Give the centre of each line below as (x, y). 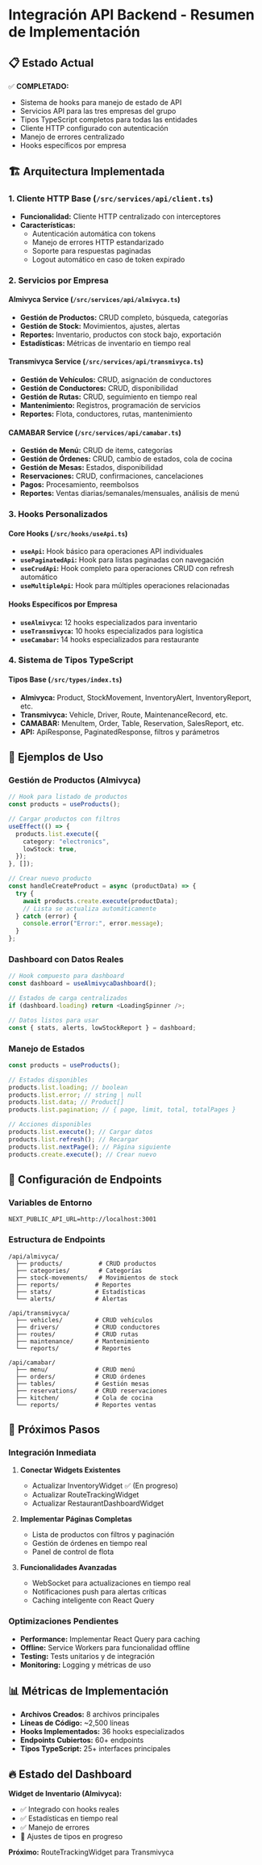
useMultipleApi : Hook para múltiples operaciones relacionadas (125, 586)
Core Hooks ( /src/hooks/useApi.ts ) (68, 533)
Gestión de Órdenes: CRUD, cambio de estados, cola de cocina (126, 459)
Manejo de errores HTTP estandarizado (98, 242)
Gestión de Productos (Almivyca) (75, 779)
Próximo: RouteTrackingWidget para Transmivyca (91, 1852)
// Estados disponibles (48, 1080)
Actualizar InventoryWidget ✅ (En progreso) (105, 1486)
